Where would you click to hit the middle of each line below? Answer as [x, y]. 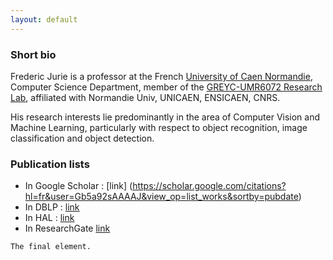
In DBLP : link [52, 207]
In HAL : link [49, 218]
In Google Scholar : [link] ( [78, 186]
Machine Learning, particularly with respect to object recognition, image [159, 127]
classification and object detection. [82, 138]
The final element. [51, 247]
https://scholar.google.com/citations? [209, 186]
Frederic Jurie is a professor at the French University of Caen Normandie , [161, 76]
